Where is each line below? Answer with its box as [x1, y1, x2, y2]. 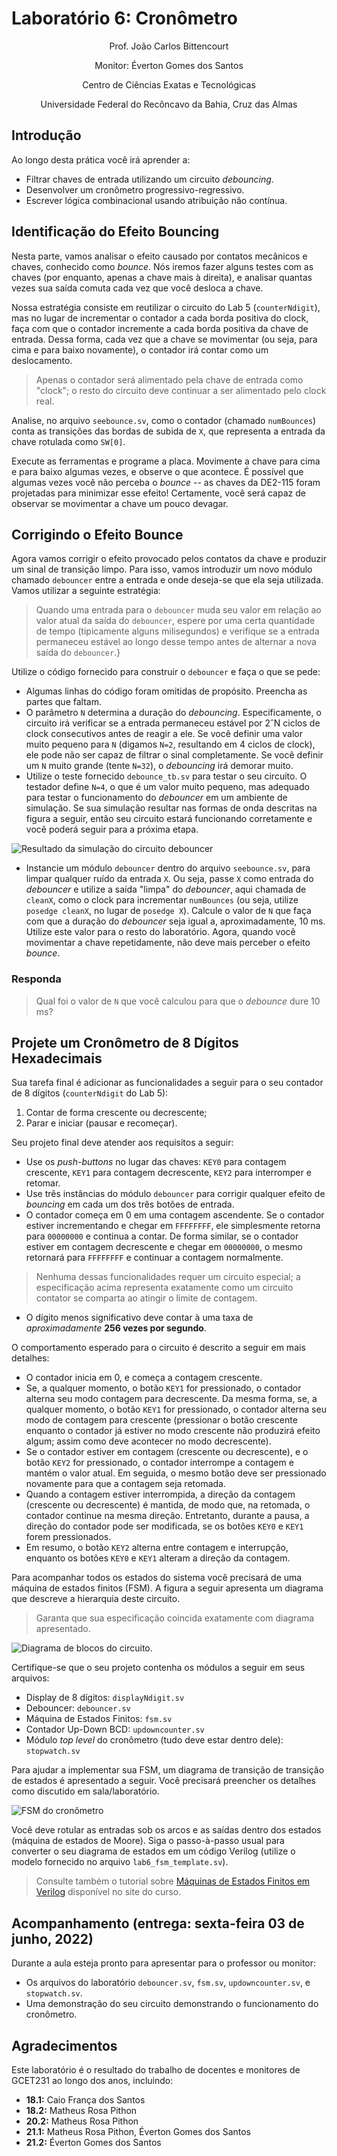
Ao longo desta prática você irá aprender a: [11, 153, 191, 166]
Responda [11, 972, 62, 986]
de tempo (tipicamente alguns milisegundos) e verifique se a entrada [35, 625, 320, 637]
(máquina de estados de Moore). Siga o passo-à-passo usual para [11, 1835, 285, 1847]
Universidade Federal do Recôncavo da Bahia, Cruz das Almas [40, 98, 298, 110]
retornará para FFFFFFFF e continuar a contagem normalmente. [25, 1252, 284, 1264]
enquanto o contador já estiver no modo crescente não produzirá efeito [25, 1425, 321, 1437]
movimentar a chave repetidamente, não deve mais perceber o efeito [25, 937, 311, 949]
